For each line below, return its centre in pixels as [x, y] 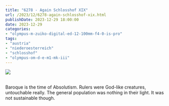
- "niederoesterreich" [29, 48]
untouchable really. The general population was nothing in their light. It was [84, 93]
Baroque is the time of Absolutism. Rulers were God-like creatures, [76, 87]
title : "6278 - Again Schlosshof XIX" [47, 10]
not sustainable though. [30, 98]
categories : [18, 29]
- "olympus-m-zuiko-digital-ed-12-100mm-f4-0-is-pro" [64, 34]
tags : [11, 39]
